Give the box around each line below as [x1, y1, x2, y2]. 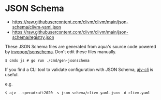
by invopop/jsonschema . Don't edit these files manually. [5, 49, 117, 55]
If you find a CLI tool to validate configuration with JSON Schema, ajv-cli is [5, 66, 154, 72]
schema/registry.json [12, 34, 55, 40]
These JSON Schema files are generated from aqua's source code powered [5, 43, 156, 49]
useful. [5, 71, 19, 77]
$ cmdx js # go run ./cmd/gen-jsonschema [5, 58, 90, 63]
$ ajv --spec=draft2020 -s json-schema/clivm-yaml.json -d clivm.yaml [5, 90, 150, 95]
